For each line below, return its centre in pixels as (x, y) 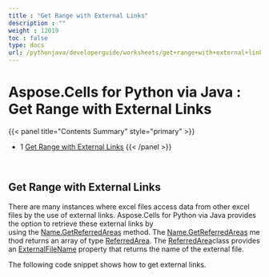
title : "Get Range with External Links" (78, 16)
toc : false (28, 38)
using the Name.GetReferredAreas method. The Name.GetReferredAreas (128, 231)
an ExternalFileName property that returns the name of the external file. (126, 249)
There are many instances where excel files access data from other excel (129, 206)
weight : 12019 (34, 30)
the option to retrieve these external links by (81, 224)
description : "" (37, 23)
